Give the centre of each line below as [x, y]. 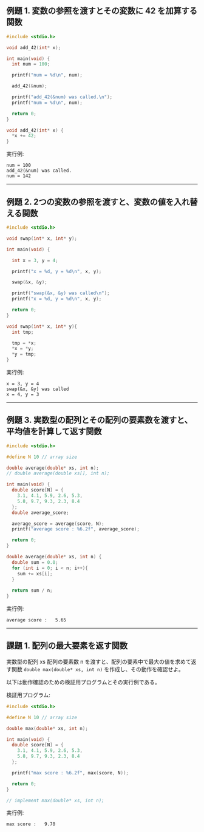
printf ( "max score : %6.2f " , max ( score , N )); [70, 773]
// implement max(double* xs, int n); [55, 800]
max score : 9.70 [31, 824]
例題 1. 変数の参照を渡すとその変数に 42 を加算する [102, 11]
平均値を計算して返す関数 [54, 432]
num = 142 [19, 176]
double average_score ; [40, 512]
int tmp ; [23, 332]
